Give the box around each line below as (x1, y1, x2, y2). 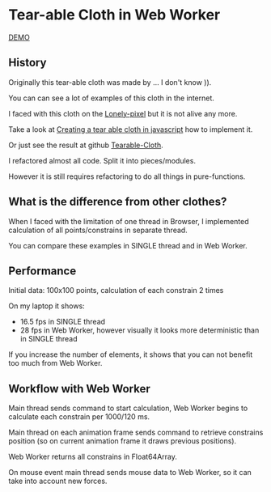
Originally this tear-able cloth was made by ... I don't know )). (8, 77, 212, 87)
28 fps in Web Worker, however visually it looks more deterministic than (19, 325, 260, 335)
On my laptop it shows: (8, 301, 85, 311)
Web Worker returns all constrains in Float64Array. (8, 452, 178, 462)
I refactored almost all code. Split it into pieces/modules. (8, 155, 197, 165)
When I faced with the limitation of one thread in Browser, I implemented (8, 216, 249, 226)
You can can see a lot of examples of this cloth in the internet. (8, 93, 214, 103)
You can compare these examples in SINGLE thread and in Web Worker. (8, 240, 248, 250)
